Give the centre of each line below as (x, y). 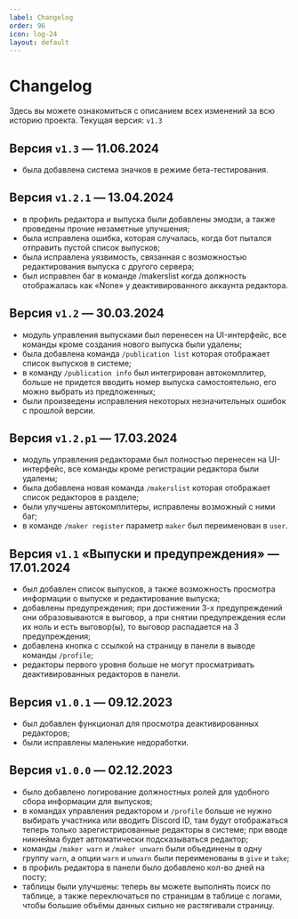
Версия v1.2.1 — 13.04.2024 (92, 198)
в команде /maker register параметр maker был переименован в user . (155, 526)
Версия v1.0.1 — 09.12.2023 (91, 702)
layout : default (39, 42)
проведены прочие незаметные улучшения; (106, 229)
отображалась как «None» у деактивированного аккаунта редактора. (155, 285)
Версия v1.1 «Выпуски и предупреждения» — (145, 554)
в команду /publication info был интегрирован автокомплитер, (144, 372)
